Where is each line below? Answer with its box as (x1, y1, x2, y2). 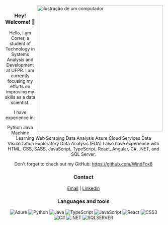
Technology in (6, 46, 35, 52)
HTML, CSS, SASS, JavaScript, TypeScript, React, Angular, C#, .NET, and (8, 146, 159, 152)
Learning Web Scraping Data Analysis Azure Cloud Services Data (16, 135, 151, 141)
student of (9, 40, 31, 47)
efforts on (10, 83, 31, 90)
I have (14, 109, 27, 116)
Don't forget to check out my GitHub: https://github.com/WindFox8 (14, 161, 153, 167)
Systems (11, 51, 29, 58)
